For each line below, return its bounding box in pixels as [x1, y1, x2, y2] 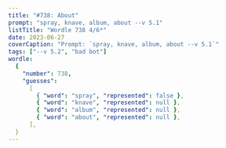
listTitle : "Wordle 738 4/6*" [8, 26, 108, 34]
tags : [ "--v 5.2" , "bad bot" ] [8, 48, 108, 56]
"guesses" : [22, 77, 58, 85]
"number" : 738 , [22, 70, 72, 78]
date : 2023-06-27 [8, 33, 65, 42]
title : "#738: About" [8, 11, 79, 20]
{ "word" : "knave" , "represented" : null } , [36, 99, 180, 106]
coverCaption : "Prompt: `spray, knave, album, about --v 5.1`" [8, 41, 220, 49]
